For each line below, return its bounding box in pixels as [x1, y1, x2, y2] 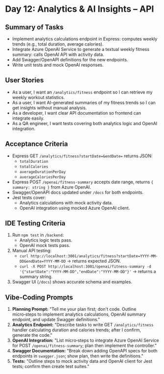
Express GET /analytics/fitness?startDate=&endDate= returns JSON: [12, 153, 153, 159]
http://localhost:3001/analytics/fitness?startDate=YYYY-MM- [30, 254, 158, 259]
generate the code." [12, 332, 53, 338]
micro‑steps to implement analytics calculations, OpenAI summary [12, 311, 146, 317]
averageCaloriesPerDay [19, 175, 66, 179]
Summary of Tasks [5, 23, 64, 31]
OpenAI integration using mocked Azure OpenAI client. [19, 205, 130, 211]
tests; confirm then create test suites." [12, 364, 90, 370]
